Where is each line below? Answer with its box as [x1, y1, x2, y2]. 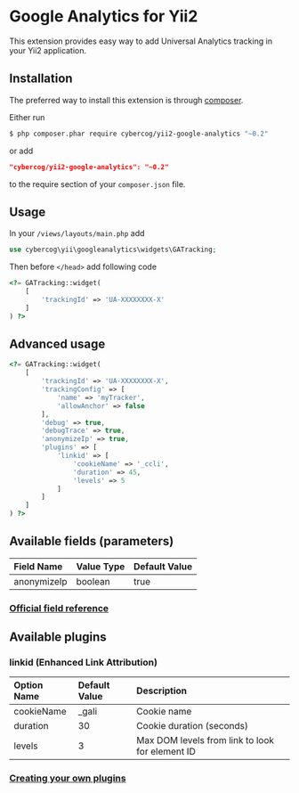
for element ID [136, 746, 196, 758]
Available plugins [9, 630, 107, 645]
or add [9, 145, 34, 156]
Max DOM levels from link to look [136, 734, 274, 747]
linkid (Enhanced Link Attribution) [9, 657, 158, 669]
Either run [9, 111, 45, 122]
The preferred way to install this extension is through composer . [9, 94, 244, 105]
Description [136, 684, 188, 697]
